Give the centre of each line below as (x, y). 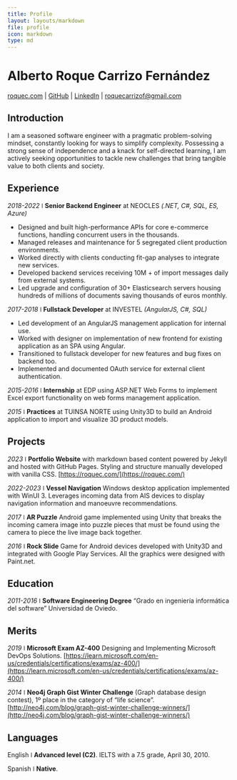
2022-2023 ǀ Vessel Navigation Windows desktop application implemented (118, 488)
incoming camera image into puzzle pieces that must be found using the (114, 524)
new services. (38, 265)
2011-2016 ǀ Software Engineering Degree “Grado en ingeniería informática (118, 601)
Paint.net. (21, 561)
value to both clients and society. (56, 166)
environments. (39, 250)
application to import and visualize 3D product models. (88, 419)
